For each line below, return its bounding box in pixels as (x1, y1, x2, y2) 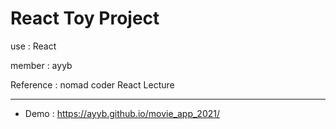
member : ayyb (10, 59, 73, 71)
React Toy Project (10, 7, 160, 30)
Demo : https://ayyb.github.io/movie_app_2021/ (24, 107, 221, 119)
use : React (10, 40, 57, 52)
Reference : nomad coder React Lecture (10, 78, 175, 91)
